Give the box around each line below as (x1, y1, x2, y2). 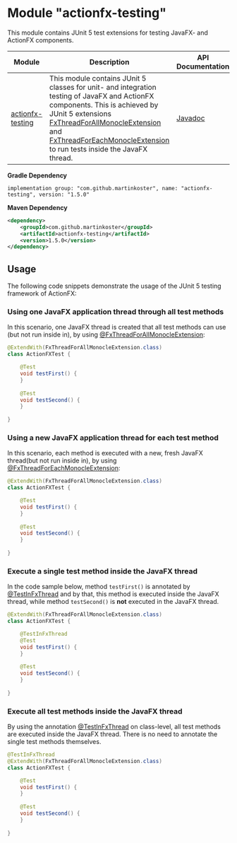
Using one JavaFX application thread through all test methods (7, 307, 224, 317)
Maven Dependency (7, 203, 68, 211)
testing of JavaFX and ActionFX (49, 91, 154, 100)
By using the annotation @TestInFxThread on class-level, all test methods (7, 723, 221, 731)
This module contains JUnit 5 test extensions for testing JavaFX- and (7, 28, 208, 37)
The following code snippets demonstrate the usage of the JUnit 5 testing (7, 281, 221, 291)
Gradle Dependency (7, 171, 68, 180)
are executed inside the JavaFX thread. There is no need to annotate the (7, 730, 218, 738)
